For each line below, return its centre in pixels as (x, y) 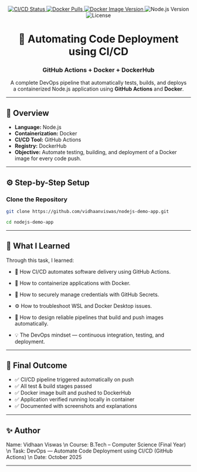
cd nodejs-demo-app (30, 222)
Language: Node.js (38, 127)
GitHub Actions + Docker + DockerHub (98, 70)
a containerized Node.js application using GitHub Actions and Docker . (98, 89)
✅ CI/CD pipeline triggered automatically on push (74, 380)
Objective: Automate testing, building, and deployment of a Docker (96, 152)
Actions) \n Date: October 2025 (44, 457)
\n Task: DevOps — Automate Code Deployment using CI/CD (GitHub (89, 451)
